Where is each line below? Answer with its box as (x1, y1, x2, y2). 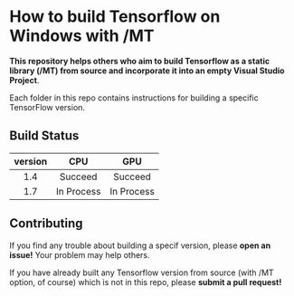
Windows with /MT (9, 25, 156, 46)
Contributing (9, 215, 83, 232)
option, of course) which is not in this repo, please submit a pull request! (9, 276, 282, 287)
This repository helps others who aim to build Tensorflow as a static (9, 55, 270, 66)
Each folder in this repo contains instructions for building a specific (9, 92, 260, 103)
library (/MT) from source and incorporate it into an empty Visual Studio (9, 65, 285, 76)
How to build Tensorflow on (9, 6, 221, 27)
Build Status (9, 129, 80, 144)
